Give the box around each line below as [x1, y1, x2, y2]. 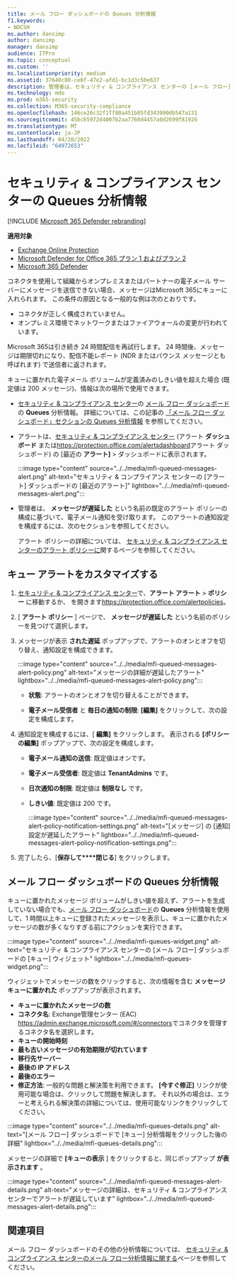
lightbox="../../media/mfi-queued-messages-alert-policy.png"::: [17, 676, 203, 684]
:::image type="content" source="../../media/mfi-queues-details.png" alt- [7, 1121, 221, 1130]
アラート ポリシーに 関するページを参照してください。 [42, 546, 200, 555]
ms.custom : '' [7, 63, 50, 70]
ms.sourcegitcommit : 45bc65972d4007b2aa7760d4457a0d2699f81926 [7, 116, 198, 123]
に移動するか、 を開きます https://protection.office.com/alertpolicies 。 [25, 597, 230, 606]
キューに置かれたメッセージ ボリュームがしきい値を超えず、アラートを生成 [7, 896, 226, 905]
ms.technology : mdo [7, 89, 65, 97]
